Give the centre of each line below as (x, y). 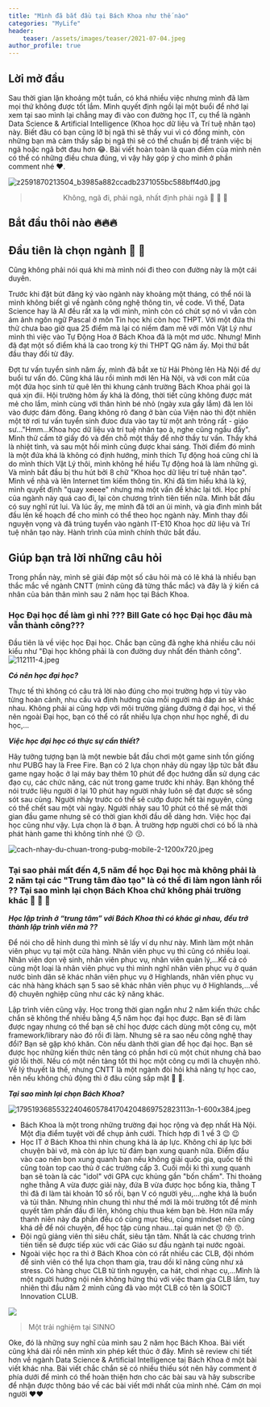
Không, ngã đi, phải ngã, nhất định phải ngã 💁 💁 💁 (145, 198)
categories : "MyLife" (45, 23)
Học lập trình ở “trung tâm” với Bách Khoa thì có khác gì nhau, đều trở (128, 918)
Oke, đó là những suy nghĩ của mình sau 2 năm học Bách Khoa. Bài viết (127, 1342)
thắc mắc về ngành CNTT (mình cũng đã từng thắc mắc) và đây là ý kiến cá (134, 585)
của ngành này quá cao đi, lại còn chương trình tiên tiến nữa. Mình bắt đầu (132, 498)
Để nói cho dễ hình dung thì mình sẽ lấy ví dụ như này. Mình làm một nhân (131, 942)
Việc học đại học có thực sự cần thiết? (74, 741)
